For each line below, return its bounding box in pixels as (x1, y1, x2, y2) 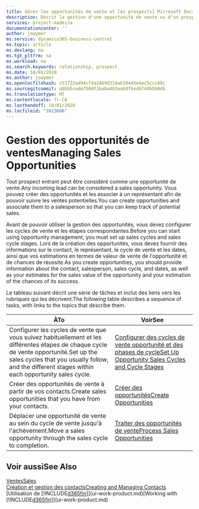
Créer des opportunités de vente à (9, 380, 105, 388)
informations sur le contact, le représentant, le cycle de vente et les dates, (6, 247, 187, 254)
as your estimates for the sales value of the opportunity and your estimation (6, 271, 191, 278)
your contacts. (9, 402, 49, 411)
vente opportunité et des (114, 341, 184, 349)
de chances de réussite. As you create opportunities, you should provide (6, 259, 182, 266)
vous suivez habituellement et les (9, 333, 102, 341)
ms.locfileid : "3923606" (6, 108, 68, 114)
